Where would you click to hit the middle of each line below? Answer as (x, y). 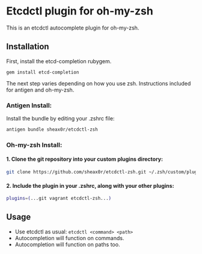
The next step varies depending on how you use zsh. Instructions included (99, 83)
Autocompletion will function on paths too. (67, 244)
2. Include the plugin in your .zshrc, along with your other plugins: (90, 185)
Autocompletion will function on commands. (69, 238)
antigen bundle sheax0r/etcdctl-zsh (52, 130)
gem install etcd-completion (43, 72)
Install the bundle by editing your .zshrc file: (60, 119)
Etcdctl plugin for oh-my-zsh (80, 11)
